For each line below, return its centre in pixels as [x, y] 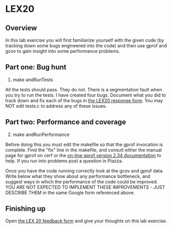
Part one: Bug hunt [36, 67]
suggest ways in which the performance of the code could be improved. [82, 182]
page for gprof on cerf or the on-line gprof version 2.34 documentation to [83, 155]
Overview [21, 28]
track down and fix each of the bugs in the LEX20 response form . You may [84, 100]
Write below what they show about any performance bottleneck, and [78, 176]
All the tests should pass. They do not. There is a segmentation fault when [84, 89]
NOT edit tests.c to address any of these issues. [56, 106]
